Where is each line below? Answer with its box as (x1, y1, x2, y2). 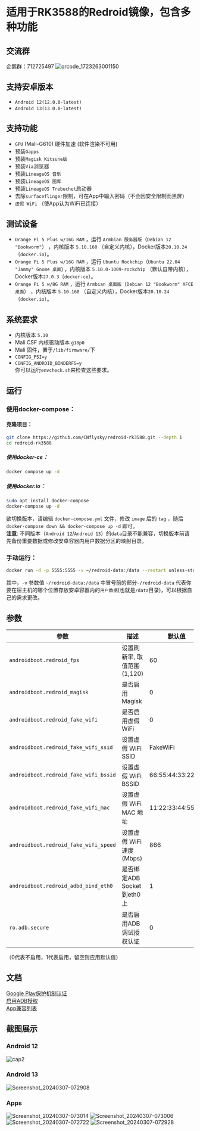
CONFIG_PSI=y (14, 354, 48, 361)
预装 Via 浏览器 (14, 162, 49, 170)
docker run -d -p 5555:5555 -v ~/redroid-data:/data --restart (6, 567, 167, 574)
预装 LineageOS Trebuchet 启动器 (14, 185, 92, 192)
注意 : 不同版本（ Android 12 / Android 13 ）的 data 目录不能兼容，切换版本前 (6, 530, 185, 537)
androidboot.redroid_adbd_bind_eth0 (9, 883, 113, 890)
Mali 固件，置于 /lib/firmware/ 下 (14, 346, 96, 353)
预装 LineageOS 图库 (14, 177, 61, 185)
